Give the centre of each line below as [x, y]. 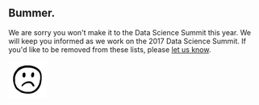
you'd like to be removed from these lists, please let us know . [110, 49]
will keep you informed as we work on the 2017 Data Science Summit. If [127, 41]
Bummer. [32, 13]
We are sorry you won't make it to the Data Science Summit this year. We [130, 32]
